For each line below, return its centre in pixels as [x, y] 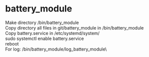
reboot [12, 43]
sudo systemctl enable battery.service [44, 38]
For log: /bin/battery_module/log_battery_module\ [56, 49]
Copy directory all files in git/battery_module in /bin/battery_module [74, 27]
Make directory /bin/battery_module [42, 22]
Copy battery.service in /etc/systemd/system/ [52, 33]
